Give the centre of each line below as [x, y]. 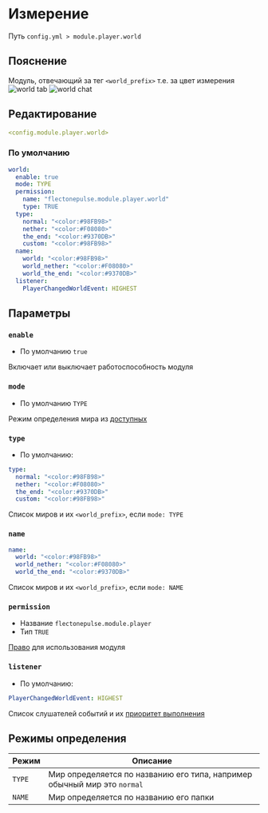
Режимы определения [67, 738]
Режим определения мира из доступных [78, 418]
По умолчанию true [53, 352]
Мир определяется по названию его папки [131, 798]
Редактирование [53, 114]
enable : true [37, 177]
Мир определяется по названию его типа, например [150, 775]
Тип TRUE [34, 632]
